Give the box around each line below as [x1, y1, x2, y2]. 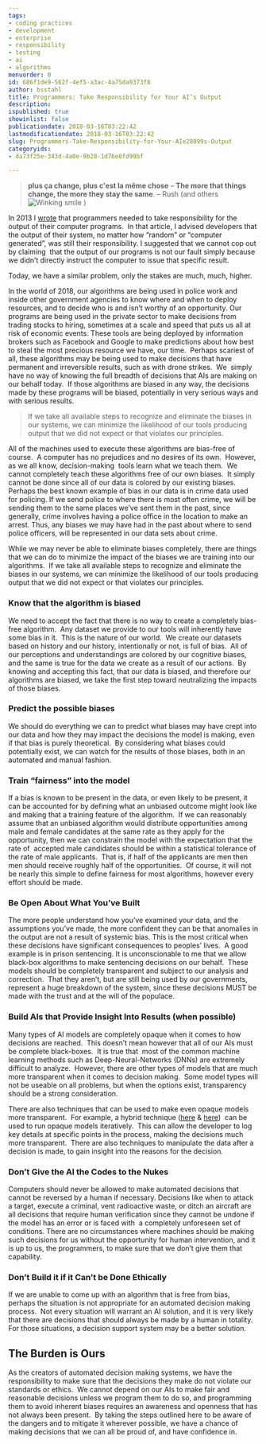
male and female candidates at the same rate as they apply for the [8, 827, 225, 836]
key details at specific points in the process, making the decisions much [8, 1129, 244, 1138]
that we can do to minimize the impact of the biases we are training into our [8, 552, 256, 562]
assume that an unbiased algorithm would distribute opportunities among [8, 819, 248, 828]
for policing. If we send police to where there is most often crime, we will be [8, 495, 256, 504]
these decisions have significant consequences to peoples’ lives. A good [8, 940, 249, 951]
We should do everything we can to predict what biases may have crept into [8, 721, 257, 730]
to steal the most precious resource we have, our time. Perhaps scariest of [8, 345, 254, 355]
